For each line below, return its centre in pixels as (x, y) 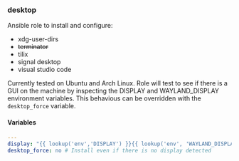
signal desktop (39, 62)
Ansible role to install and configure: (60, 26)
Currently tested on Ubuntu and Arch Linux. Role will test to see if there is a (117, 83)
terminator (33, 47)
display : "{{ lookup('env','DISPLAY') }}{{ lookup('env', (95, 144)
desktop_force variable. (42, 106)
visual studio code (44, 70)
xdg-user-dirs (38, 39)
